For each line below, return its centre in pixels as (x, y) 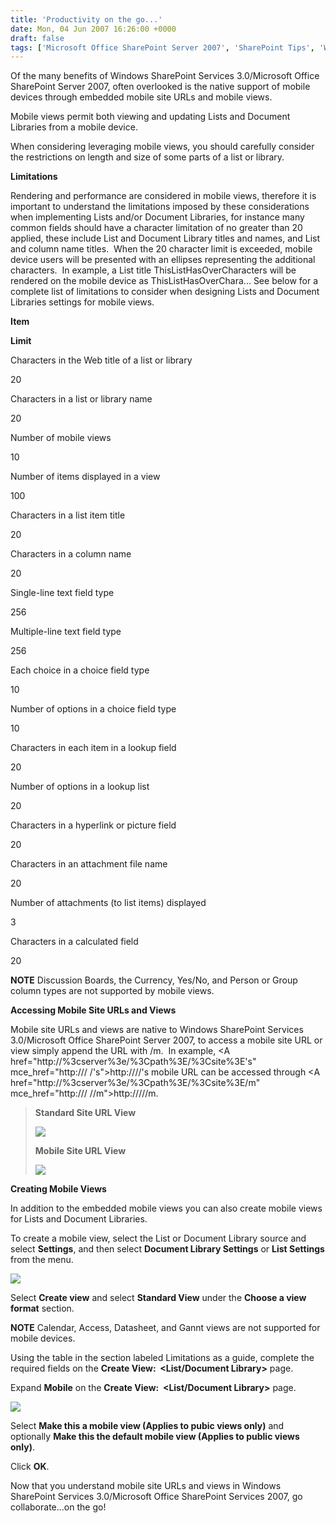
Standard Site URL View (85, 1113)
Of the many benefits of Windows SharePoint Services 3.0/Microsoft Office (165, 76)
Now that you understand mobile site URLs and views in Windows (146, 1486)
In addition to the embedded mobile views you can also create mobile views (166, 1208)
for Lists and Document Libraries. (79, 1219)
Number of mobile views (61, 438)
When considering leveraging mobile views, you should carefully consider (162, 147)
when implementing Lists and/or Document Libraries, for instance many (157, 217)
